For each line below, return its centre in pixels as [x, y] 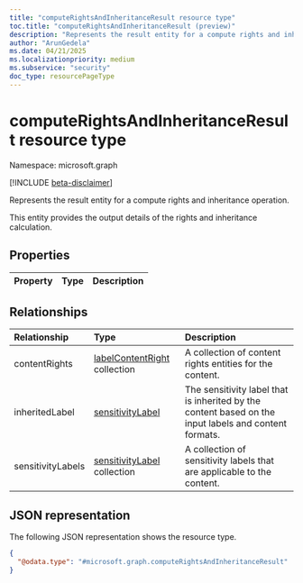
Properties [40, 255]
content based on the [230, 413]
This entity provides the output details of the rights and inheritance [133, 217]
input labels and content [235, 424]
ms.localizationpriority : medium [72, 59]
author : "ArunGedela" [50, 43]
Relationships [49, 312]
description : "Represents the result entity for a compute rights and [145, 34]
